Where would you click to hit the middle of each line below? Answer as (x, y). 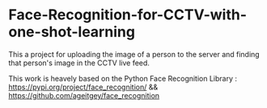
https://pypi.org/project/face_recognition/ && (83, 87)
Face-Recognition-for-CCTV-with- (128, 15)
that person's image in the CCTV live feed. (79, 63)
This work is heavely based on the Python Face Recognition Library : (123, 78)
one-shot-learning (72, 32)
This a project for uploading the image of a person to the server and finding (134, 54)
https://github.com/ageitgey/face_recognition (84, 95)
